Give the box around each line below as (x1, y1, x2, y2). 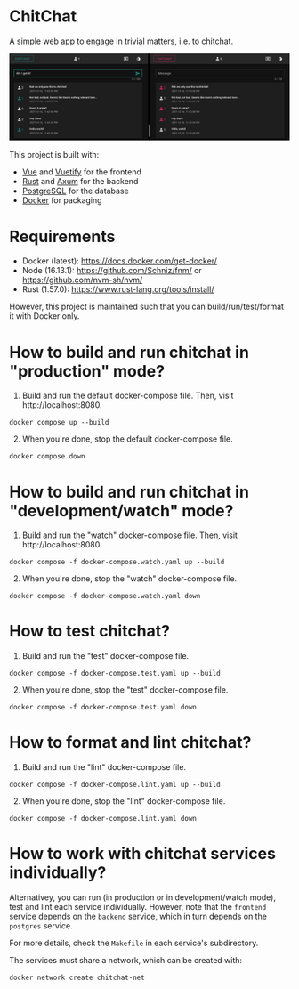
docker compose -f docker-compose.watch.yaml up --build (9, 558, 225, 567)
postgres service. (9, 920, 73, 931)
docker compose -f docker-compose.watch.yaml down (9, 592, 201, 601)
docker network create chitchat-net (9, 973, 145, 983)
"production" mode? (9, 361, 166, 381)
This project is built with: (9, 150, 100, 160)
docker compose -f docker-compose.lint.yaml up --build (9, 781, 221, 790)
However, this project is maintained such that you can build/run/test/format (9, 301, 285, 312)
